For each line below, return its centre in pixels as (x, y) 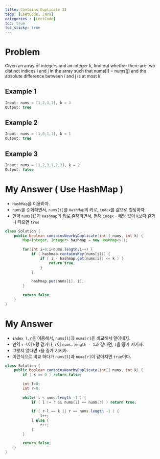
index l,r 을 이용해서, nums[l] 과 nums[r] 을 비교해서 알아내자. (71, 338)
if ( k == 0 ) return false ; (52, 375)
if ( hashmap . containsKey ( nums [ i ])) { (71, 254)
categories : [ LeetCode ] (30, 19)
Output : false (20, 170)
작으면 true (28, 222)
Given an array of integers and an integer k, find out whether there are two (80, 66)
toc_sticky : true (23, 28)
